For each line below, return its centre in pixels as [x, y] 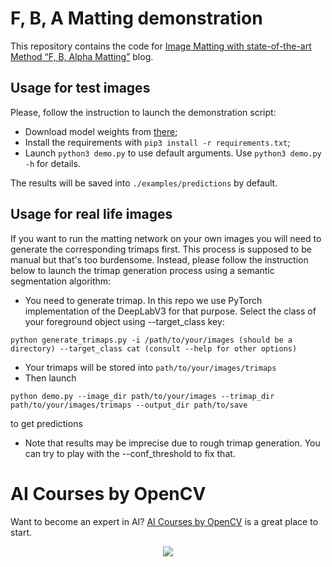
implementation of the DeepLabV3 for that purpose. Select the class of [170, 311]
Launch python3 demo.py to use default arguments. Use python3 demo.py [173, 153]
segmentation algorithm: [61, 281]
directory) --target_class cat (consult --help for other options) [154, 348]
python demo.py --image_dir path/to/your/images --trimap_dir [142, 396]
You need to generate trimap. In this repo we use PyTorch [143, 300]
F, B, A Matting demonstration [136, 18]
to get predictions [46, 423]
